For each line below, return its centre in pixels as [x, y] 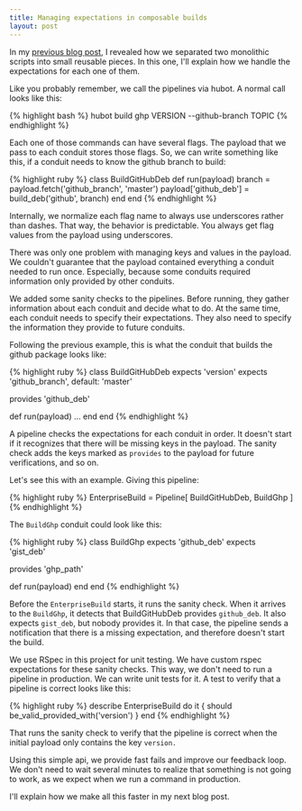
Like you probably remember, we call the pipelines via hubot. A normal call [147, 88]
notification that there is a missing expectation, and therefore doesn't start [147, 633]
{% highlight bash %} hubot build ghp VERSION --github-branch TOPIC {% [149, 115]
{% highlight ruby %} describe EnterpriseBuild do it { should [121, 706]
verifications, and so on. [54, 462]
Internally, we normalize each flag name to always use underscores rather [146, 215]
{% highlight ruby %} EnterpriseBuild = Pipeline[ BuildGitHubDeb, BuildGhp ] [151, 497]
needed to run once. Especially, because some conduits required [130, 271]
